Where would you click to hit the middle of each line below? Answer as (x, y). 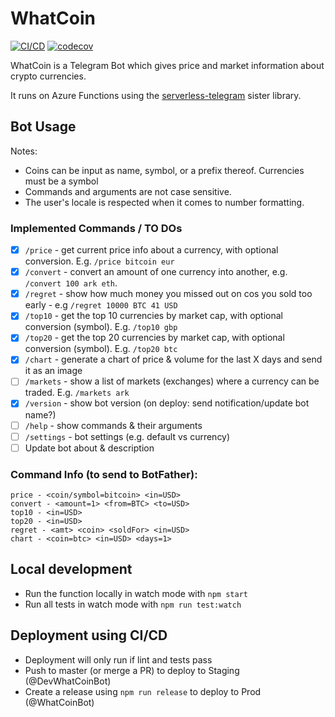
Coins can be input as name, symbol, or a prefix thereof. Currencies (164, 170)
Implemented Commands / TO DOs (96, 228)
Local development (71, 569)
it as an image (53, 371)
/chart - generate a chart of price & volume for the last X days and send (173, 359)
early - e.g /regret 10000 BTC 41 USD (101, 305)
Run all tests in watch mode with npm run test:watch (133, 604)
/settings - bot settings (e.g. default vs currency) (127, 436)
